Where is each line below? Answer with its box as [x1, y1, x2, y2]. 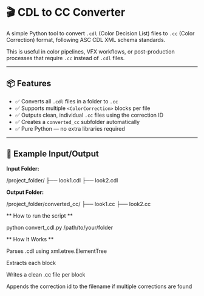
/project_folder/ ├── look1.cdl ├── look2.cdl [6, 176, 118, 184]
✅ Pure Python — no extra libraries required [15, 125, 126, 132]
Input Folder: [6, 165, 39, 172]
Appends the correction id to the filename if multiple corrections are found [6, 283, 192, 290]
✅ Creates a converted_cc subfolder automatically [15, 118, 140, 125]
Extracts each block [6, 259, 56, 266]
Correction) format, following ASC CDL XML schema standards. [6, 36, 166, 43]
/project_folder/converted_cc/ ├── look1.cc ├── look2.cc [6, 200, 151, 207]
